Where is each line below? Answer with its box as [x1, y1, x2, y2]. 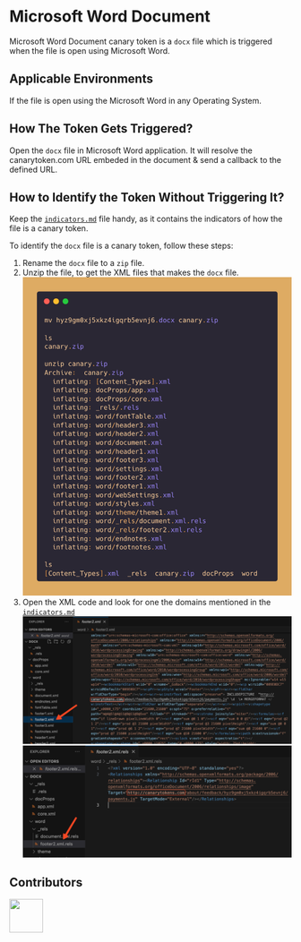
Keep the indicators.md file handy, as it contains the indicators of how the [9, 213, 283, 225]
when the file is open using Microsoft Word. [9, 45, 170, 56]
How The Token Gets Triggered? [9, 121, 193, 136]
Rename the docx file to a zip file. [21, 258, 145, 269]
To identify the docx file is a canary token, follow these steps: [9, 240, 234, 252]
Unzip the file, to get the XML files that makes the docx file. [21, 267, 239, 278]
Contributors [9, 875, 83, 890]
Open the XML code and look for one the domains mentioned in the [21, 596, 271, 607]
